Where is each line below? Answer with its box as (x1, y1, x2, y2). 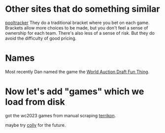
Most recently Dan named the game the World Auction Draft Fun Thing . (5, 69, 150, 75)
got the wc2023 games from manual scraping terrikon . (5, 112, 116, 118)
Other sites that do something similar (5, 3, 160, 15)
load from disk (5, 97, 65, 107)
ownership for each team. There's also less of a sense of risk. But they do (5, 30, 155, 36)
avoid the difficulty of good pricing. (5, 35, 77, 41)
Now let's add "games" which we (5, 86, 144, 97)
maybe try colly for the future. (5, 122, 66, 128)
